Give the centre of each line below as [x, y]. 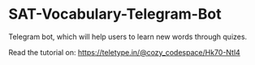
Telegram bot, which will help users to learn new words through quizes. [128, 37]
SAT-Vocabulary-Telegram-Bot [115, 14]
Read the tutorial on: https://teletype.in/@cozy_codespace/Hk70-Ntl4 [125, 52]
